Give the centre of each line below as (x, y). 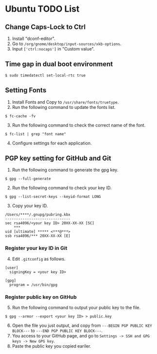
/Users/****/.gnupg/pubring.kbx (38, 215)
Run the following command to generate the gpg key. (65, 170)
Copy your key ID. (30, 206)
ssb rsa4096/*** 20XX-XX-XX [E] (38, 236)
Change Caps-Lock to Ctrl (45, 27)
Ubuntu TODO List (42, 9)
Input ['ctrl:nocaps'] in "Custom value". (53, 49)
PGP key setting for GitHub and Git (58, 158)
